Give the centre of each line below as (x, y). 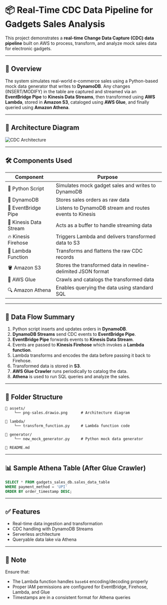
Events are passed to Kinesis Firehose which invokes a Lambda (78, 345)
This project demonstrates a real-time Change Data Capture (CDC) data (80, 38)
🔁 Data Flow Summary (40, 317)
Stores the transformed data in (91, 265)
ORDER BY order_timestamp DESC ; (39, 491)
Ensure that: (17, 572)
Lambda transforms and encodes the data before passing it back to (81, 355)
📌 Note (16, 560)
